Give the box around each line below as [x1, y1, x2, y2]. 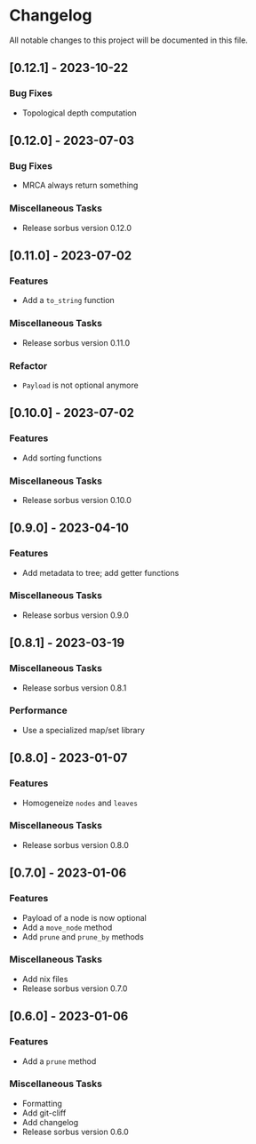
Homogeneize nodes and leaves [21, 797, 138, 808]
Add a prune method [21, 1055, 97, 1067]
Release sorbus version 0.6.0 [21, 1126, 129, 1137]
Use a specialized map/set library [21, 724, 145, 735]
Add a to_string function [21, 295, 116, 306]
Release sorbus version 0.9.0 [21, 610, 129, 620]
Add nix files [21, 973, 68, 984]
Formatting [21, 1098, 62, 1108]
